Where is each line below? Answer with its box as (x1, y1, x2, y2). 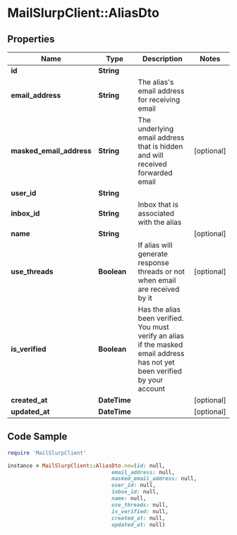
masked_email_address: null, (111, 475, 197, 482)
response (138, 258, 169, 267)
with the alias (138, 217, 182, 227)
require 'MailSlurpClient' (7, 449, 87, 456)
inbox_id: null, (111, 488, 159, 496)
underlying (138, 124, 174, 133)
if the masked (138, 340, 183, 350)
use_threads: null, (111, 501, 169, 508)
